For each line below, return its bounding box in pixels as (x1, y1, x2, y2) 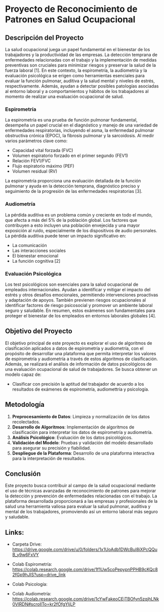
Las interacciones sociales (12, 247, 66, 253)
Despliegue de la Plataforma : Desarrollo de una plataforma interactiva (12, 450, 155, 456)
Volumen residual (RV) (12, 168, 58, 174)
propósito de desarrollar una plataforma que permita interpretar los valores (5, 350, 157, 356)
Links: (5, 528, 24, 537)
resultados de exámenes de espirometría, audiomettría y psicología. (12, 386, 149, 392)
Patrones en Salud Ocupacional (5, 14, 136, 25)
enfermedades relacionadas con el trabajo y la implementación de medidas (5, 57, 157, 62)
